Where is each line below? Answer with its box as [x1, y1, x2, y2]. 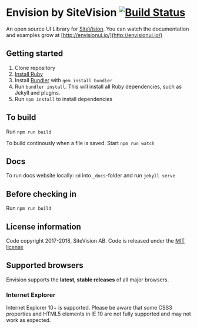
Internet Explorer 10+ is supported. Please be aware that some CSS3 [6, 304, 172, 311]
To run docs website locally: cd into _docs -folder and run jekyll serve [6, 172, 175, 179]
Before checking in [6, 189, 76, 199]
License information [6, 221, 81, 231]
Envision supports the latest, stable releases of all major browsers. [6, 276, 169, 283]
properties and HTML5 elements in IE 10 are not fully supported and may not [6, 310, 191, 317]
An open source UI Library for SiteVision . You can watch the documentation [6, 25, 189, 32]
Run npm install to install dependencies [14, 95, 113, 102]
